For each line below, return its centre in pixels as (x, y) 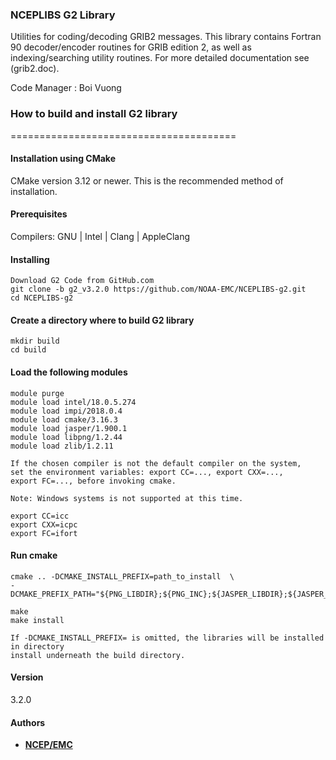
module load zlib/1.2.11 (62, 446)
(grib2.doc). (35, 69)
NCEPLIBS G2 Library (63, 15)
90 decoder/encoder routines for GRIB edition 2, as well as (131, 47)
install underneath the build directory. (98, 655)
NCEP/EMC (48, 745)
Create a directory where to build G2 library (102, 320)
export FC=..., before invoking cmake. (93, 481)
